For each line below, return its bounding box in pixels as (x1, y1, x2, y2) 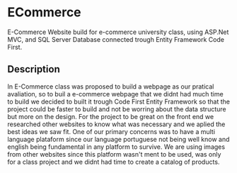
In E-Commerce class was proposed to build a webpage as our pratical (7, 82, 214, 91)
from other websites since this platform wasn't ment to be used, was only (7, 150, 221, 158)
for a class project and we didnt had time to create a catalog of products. (7, 157, 220, 166)
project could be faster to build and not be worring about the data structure (7, 104, 226, 113)
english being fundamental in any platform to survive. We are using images (7, 143, 225, 151)
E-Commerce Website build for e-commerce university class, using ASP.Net (7, 28, 229, 36)
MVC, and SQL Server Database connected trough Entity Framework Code (7, 35, 225, 43)
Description (7, 63, 60, 75)
